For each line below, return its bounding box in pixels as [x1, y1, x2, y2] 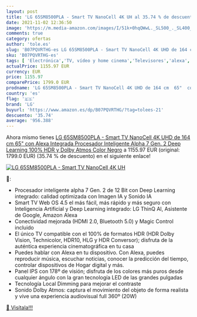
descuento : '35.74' [6, 112, 54, 118]
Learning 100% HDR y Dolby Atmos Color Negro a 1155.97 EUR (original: [6, 146, 180, 153]
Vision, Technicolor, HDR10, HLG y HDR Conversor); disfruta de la [14, 237, 173, 244]
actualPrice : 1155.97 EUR [6, 63, 69, 69]
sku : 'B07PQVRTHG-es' [6, 52, 59, 58]
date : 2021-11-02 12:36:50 [6, 19, 72, 25]
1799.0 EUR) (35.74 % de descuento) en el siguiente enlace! [6, 153, 151, 160]
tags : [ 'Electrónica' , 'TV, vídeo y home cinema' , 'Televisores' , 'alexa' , [6, 58, 191, 63]
